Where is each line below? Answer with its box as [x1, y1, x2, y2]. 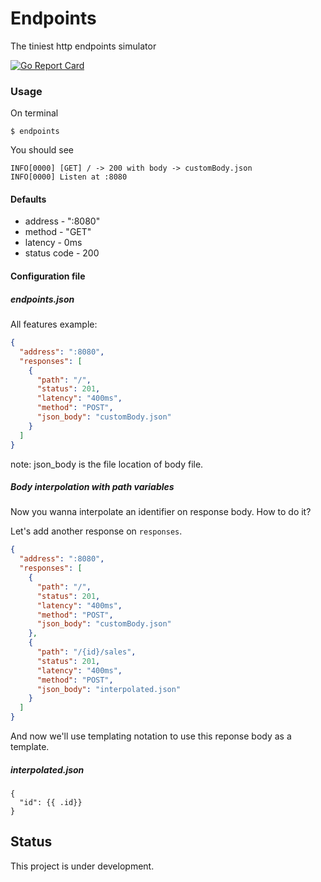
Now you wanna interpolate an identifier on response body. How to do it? [10, 506, 312, 518]
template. [10, 741, 50, 753]
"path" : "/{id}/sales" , [36, 647, 137, 657]
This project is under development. [10, 860, 155, 872]
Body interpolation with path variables [10, 481, 175, 493]
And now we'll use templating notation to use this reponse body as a [10, 730, 292, 742]
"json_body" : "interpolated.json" [36, 684, 182, 694]
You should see [10, 144, 74, 156]
